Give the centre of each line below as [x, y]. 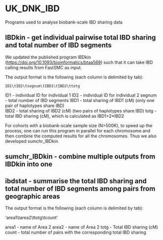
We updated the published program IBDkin [48, 57]
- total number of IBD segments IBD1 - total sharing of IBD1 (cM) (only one [80, 100]
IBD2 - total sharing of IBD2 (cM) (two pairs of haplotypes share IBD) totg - [81, 110]
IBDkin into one [29, 164]
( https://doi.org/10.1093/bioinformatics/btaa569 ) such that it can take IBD [79, 62]
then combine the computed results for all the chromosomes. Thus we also [81, 136]
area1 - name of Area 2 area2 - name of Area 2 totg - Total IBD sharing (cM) [82, 227]
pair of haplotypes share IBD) [35, 106]
